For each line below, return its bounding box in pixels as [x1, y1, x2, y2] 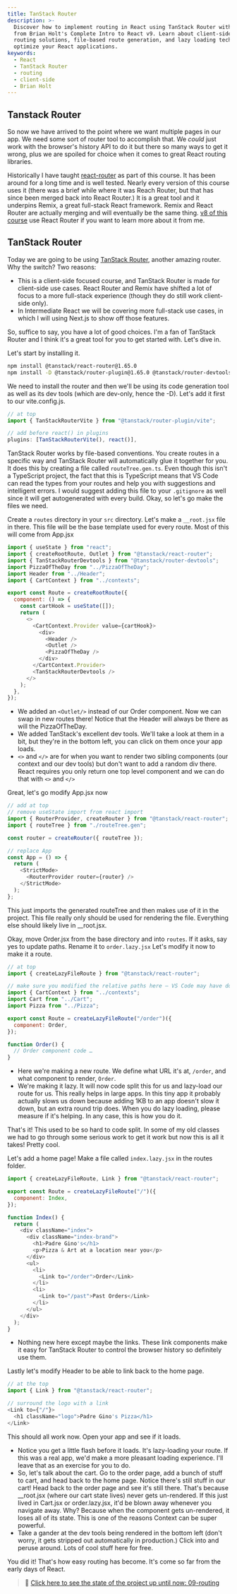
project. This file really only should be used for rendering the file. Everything [7, 913, 229, 922]
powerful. [17, 1521, 46, 1529]
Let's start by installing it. [7, 349, 80, 357]
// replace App [7, 847, 52, 854]
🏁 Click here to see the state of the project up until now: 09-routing [24, 1578, 220, 1587]
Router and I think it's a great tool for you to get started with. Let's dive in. [7, 335, 221, 343]
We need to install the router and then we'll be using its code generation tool [7, 382, 229, 390]
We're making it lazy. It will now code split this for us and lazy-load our [17, 1081, 223, 1091]
